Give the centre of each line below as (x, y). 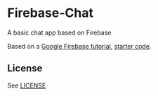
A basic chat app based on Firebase (59, 32)
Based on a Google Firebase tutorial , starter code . (79, 46)
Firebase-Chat (50, 13)
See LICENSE (27, 85)
